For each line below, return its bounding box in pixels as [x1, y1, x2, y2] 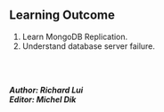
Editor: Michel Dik [9, 93, 77, 105]
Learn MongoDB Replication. [21, 31, 128, 42]
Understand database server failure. [21, 40, 156, 52]
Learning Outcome [9, 8, 116, 23]
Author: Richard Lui [9, 84, 84, 95]
